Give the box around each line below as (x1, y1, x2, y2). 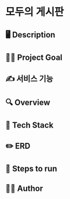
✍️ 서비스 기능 (5, 74, 53, 84)
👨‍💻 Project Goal (5, 52, 63, 62)
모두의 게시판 (5, 5, 64, 19)
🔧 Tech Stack (5, 121, 54, 131)
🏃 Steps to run (5, 163, 57, 173)
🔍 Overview (5, 97, 50, 107)
